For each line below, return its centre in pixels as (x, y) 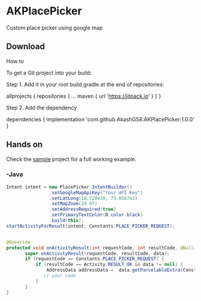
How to (15, 61)
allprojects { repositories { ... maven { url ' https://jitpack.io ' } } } (84, 96)
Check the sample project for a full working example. (71, 159)
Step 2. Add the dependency (42, 108)
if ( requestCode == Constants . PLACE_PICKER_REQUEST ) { (95, 259)
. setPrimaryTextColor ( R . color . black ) (96, 215)
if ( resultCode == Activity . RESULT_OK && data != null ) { (109, 265)
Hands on (25, 144)
